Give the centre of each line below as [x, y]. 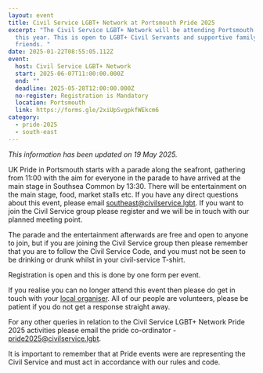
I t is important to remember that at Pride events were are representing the [127, 353]
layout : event [31, 15]
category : [24, 118]
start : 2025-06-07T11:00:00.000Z [70, 74]
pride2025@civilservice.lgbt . [55, 339]
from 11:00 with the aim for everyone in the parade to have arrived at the [124, 178]
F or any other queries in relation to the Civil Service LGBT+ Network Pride [126, 321]
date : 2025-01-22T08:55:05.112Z [61, 52]
